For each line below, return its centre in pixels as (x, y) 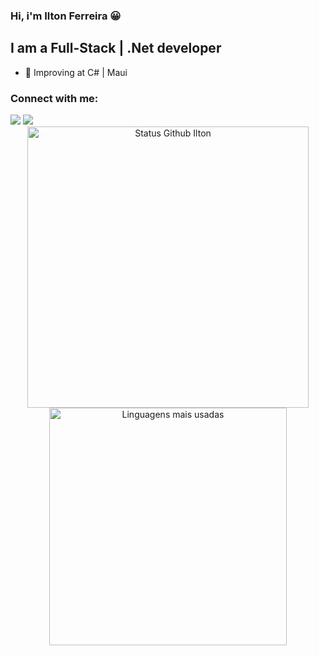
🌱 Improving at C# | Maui (76, 72)
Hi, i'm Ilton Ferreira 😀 (66, 16)
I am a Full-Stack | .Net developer (116, 48)
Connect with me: (54, 98)
